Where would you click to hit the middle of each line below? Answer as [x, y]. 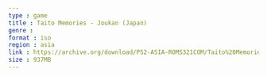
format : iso [30, 38]
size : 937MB [30, 60]
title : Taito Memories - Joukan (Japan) [78, 23]
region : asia [32, 45]
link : [19, 52]
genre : [21, 30]
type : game [28, 15]
